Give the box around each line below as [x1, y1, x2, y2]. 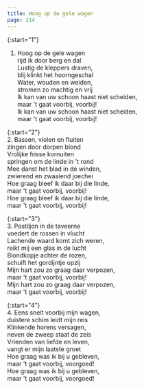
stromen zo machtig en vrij [16, 85, 93, 94]
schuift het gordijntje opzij [7, 258, 81, 266]
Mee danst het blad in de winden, [7, 165, 101, 173]
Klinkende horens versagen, [7, 323, 86, 331]
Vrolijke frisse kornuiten [7, 149, 74, 158]
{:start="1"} [7, 35, 39, 43]
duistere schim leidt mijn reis [7, 315, 88, 324]
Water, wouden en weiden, [16, 78, 93, 86]
